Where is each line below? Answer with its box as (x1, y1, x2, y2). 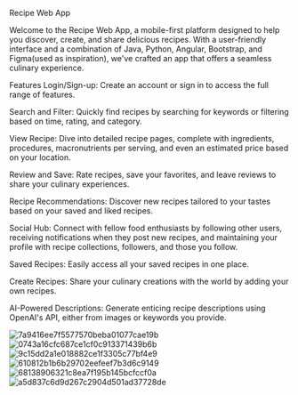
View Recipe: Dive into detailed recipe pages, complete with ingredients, (9, 133, 275, 143)
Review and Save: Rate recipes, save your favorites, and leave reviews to (9, 169, 277, 180)
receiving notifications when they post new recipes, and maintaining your (9, 232, 278, 243)
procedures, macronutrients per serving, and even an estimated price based (9, 142, 289, 153)
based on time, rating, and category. (9, 116, 142, 126)
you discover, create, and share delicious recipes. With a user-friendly (9, 35, 267, 44)
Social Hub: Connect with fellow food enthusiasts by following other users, (9, 222, 283, 233)
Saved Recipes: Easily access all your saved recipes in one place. (9, 259, 249, 270)
